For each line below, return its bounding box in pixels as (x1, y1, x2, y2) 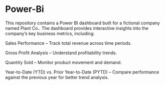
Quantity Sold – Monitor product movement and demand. (5, 59, 122, 65)
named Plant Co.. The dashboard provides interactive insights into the (5, 25, 149, 31)
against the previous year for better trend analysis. (5, 74, 109, 80)
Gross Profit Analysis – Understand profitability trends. (5, 50, 117, 56)
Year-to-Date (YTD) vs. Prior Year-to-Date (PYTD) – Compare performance (5, 69, 160, 75)
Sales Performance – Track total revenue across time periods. (5, 40, 132, 46)
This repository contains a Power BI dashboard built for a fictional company (5, 20, 161, 26)
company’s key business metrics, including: (5, 30, 95, 36)
